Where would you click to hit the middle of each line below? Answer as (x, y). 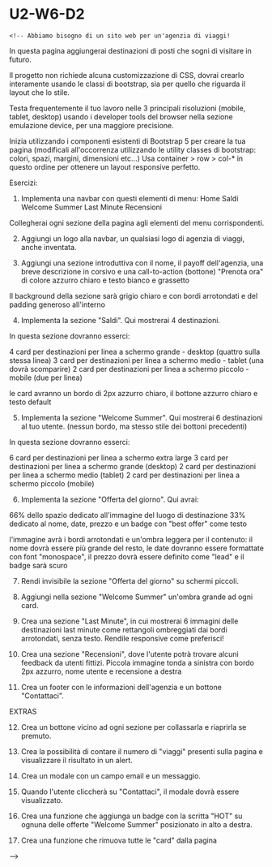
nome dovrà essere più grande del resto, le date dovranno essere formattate (136, 548)
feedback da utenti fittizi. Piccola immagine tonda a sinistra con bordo (137, 662)
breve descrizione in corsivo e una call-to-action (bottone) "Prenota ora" (142, 271)
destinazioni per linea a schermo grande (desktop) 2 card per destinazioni (133, 466)
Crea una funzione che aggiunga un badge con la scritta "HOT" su (132, 816)
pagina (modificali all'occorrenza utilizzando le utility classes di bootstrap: (133, 149)
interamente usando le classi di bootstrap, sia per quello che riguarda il (127, 84)
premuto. (36, 735)
